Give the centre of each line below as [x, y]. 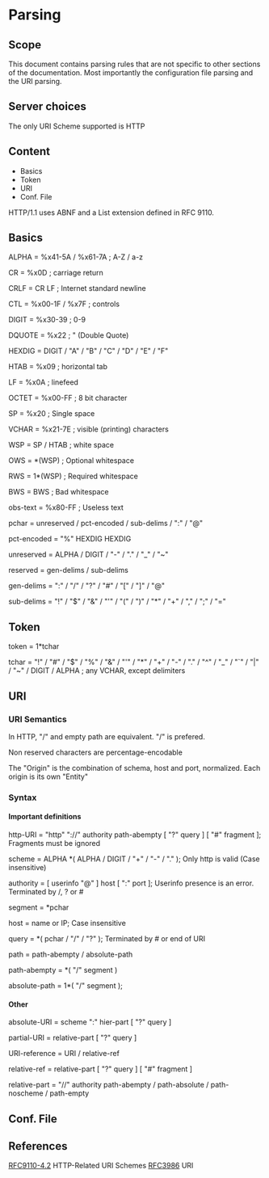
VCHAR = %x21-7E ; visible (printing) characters [89, 429]
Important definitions [45, 817]
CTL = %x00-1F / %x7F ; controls [64, 304]
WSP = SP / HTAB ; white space [61, 445]
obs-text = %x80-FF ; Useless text [66, 507]
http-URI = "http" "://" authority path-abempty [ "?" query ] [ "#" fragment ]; [135, 835]
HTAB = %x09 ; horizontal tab [58, 367]
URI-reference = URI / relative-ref [64, 1054]
